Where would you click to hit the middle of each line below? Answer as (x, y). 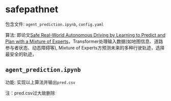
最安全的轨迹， (21, 54)
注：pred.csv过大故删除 (30, 93)
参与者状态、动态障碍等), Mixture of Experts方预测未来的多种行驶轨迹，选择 (85, 47)
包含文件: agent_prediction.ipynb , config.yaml (55, 24)
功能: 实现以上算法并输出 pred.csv (40, 82)
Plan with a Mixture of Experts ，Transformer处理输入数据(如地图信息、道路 (84, 41)
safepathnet (32, 9)
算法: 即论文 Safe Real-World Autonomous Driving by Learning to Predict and (86, 35)
